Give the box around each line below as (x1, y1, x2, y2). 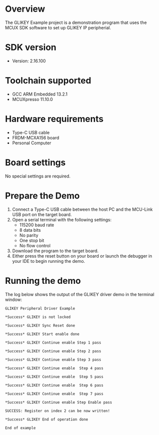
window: (5, 297, 22, 302)
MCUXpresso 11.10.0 (12, 96, 53, 102)
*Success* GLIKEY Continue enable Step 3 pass (5, 357, 101, 362)
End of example (5, 425, 36, 430)
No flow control (19, 242, 51, 248)
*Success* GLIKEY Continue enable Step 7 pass (5, 391, 104, 396)
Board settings (5, 157, 66, 168)
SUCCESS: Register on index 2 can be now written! (5, 408, 110, 413)
